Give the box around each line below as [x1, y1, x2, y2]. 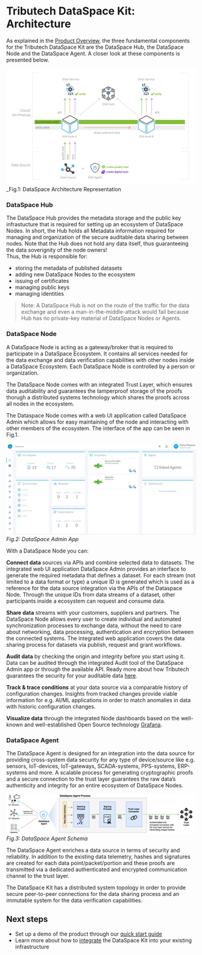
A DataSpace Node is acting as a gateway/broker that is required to [6, 343, 174, 351]
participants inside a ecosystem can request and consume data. [6, 597, 166, 604]
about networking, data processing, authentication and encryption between [6, 628, 194, 635]
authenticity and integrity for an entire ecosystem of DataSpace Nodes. [6, 782, 184, 789]
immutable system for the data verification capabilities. [6, 896, 143, 904]
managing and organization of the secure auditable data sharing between [6, 233, 189, 241]
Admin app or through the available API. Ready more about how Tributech [6, 665, 189, 673]
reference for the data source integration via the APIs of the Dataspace [6, 584, 183, 592]
